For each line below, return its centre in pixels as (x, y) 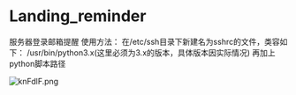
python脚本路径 (38, 63)
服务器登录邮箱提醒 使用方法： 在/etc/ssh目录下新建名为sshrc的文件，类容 (144, 41)
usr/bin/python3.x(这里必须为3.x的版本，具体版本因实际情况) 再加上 (152, 52)
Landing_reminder (78, 16)
